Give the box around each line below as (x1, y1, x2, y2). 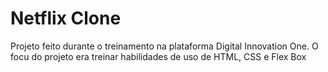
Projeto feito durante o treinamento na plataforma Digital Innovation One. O (10, 40, 319, 52)
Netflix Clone (10, 7, 122, 30)
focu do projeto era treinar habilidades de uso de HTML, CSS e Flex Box (10, 50, 307, 62)
